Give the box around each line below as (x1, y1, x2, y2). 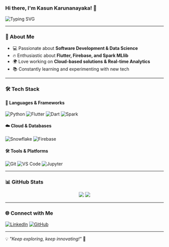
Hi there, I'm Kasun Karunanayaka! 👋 (5, 5, 97, 12)
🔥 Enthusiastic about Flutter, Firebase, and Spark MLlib (12, 52, 129, 58)
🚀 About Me (5, 33, 35, 40)
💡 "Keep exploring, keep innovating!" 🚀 (5, 235, 86, 241)
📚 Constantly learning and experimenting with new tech (12, 66, 130, 72)
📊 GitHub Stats (5, 178, 44, 186)
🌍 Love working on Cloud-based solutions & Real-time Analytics (12, 58, 150, 65)
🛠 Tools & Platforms (5, 148, 49, 154)
